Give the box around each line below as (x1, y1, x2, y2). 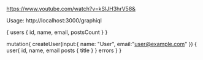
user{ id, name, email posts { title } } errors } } (6, 47, 121, 54)
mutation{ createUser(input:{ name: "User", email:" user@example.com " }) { (6, 41, 197, 47)
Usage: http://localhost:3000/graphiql (6, 17, 102, 24)
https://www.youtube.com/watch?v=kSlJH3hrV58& (6, 5, 136, 12)
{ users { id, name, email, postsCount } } (6, 28, 108, 36)
